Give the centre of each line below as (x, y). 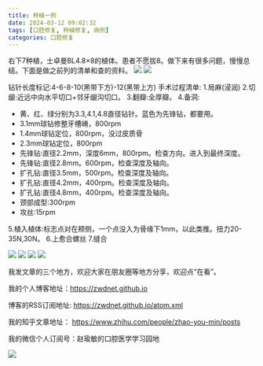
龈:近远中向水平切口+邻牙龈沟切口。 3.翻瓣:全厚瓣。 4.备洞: (104, 97)
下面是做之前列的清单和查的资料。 (77, 71)
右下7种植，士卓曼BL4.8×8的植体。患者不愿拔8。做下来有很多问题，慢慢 (126, 61)
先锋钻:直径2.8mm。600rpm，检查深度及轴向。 (96, 163)
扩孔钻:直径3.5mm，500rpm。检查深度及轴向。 (96, 173)
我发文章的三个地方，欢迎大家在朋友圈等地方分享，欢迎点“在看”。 (115, 272)
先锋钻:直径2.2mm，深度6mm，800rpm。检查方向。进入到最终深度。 (132, 153)
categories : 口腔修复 (41, 37)
